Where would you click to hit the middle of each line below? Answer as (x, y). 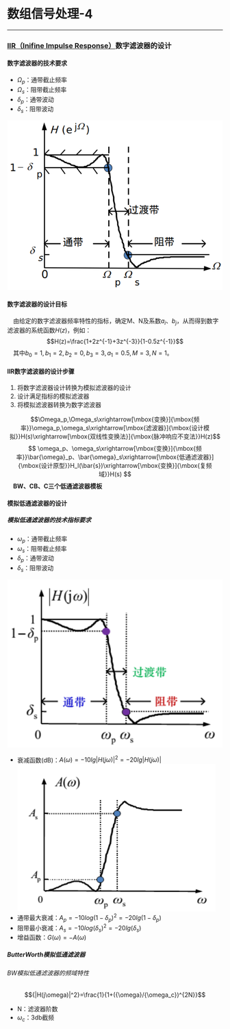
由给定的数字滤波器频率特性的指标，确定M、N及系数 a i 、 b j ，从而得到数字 (116, 321)
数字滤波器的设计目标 (37, 304)
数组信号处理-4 (50, 14)
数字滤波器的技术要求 (37, 63)
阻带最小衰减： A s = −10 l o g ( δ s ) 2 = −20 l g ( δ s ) (79, 928)
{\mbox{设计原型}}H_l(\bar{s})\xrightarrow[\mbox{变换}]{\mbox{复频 (115, 466)
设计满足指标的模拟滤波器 (53, 396)
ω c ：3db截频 (36, 1018)
